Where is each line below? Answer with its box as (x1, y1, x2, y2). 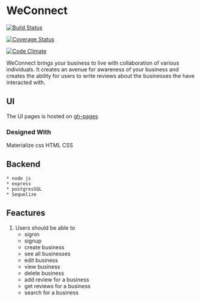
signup (24, 237, 42, 244)
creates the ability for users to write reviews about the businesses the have (6, 72, 195, 79)
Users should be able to (15, 224, 76, 232)
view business (24, 263, 60, 270)
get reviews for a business (24, 282, 91, 289)
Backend (6, 159, 41, 169)
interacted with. (6, 79, 46, 86)
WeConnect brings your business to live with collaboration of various (6, 59, 180, 66)
